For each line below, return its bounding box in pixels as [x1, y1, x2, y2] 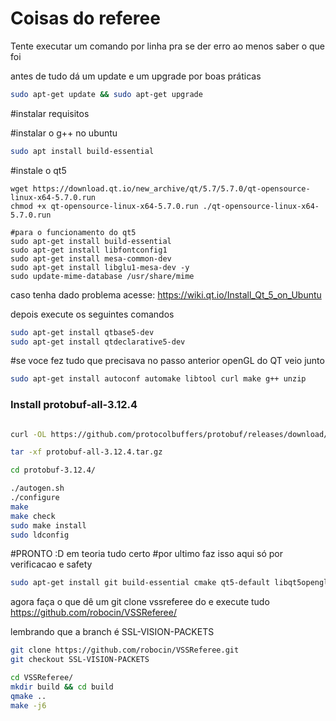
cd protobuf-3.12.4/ [10, 465, 97, 476]
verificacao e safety [10, 558, 93, 571]
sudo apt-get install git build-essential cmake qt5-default [10, 578, 271, 588]
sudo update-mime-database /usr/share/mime [10, 271, 195, 281]
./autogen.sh [10, 483, 65, 494]
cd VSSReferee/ [10, 673, 74, 683]
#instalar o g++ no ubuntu [10, 127, 118, 139]
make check [10, 511, 56, 521]
